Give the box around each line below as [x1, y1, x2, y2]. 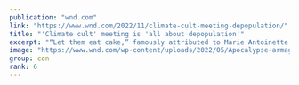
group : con [9, 54, 50, 63]
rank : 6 [9, 63, 38, 72]
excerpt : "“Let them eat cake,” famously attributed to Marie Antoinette [9, 37, 289, 47]
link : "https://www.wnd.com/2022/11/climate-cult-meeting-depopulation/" [9, 21, 289, 30]
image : [9, 46, 34, 55]
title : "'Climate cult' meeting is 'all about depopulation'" [9, 29, 245, 38]
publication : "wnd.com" [9, 12, 98, 22]
